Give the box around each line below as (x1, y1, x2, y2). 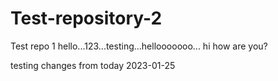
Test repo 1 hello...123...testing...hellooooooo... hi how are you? (10, 40, 268, 52)
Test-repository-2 (10, 7, 163, 30)
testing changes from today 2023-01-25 (10, 59, 176, 71)
